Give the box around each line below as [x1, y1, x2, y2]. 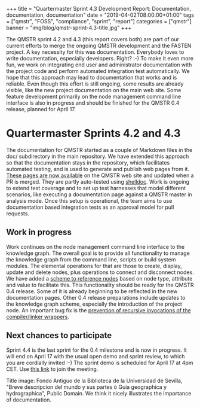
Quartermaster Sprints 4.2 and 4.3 [6, 127, 181, 140]
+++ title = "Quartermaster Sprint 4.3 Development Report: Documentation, [6, 5, 192, 12]
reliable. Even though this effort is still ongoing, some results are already [6, 80, 184, 87]
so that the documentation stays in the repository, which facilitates [6, 159, 170, 166]
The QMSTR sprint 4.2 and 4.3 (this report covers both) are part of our [6, 36, 179, 42]
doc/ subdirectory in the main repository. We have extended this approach [6, 153, 189, 160]
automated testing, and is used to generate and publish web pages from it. [6, 165, 190, 172]
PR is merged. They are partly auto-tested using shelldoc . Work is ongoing [6, 178, 190, 185]
